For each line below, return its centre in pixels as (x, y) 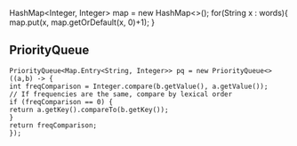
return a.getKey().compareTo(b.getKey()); (89, 109)
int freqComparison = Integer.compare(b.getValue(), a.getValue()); (139, 86)
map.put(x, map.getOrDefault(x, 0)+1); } (82, 22)
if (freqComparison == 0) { (61, 101)
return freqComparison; (53, 125)
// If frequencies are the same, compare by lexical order (121, 94)
